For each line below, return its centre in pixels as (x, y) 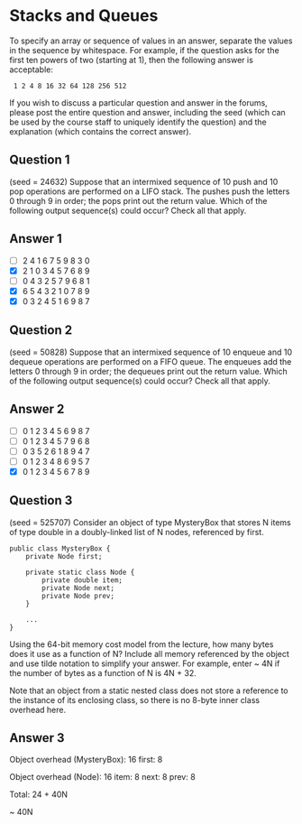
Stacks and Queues (84, 16)
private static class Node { (80, 572)
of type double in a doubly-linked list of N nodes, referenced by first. (137, 532)
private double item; (82, 580)
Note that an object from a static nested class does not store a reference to (149, 690)
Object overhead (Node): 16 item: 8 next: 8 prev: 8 (102, 777)
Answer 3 (37, 738)
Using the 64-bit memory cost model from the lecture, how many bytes (142, 644)
